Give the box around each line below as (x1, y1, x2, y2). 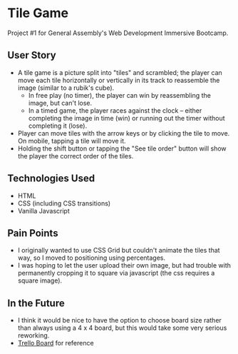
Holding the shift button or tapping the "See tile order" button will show (17, 144, 227, 153)
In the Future (7, 297, 66, 309)
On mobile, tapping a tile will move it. (17, 136, 126, 145)
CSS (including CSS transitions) (17, 198, 111, 208)
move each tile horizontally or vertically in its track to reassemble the (17, 76, 220, 84)
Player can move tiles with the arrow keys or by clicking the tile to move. (17, 128, 230, 137)
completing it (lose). (28, 121, 88, 130)
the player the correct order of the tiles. (17, 151, 134, 160)
